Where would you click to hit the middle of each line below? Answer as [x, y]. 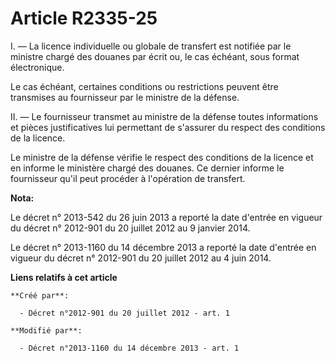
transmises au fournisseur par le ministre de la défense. [125, 97]
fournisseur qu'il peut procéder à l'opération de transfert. [128, 178]
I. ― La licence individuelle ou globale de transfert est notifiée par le [151, 46]
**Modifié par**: [46, 330]
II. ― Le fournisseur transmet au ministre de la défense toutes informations [164, 116]
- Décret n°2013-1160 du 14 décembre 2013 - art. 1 [129, 348]
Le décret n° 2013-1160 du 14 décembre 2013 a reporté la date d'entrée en [163, 247]
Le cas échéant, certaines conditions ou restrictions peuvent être [144, 86]
